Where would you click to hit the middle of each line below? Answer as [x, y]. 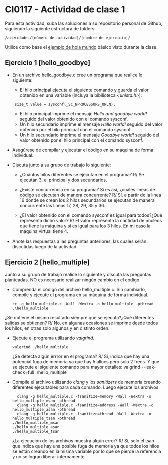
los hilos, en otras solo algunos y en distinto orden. [57, 328]
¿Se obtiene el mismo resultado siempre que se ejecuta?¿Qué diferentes [80, 317]
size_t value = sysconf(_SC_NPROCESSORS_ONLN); [65, 104]
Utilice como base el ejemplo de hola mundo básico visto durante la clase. [82, 47]
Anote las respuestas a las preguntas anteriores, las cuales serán [79, 241]
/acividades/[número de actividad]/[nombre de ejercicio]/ [68, 38]
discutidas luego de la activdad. [45, 246]
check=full [23, 372]
